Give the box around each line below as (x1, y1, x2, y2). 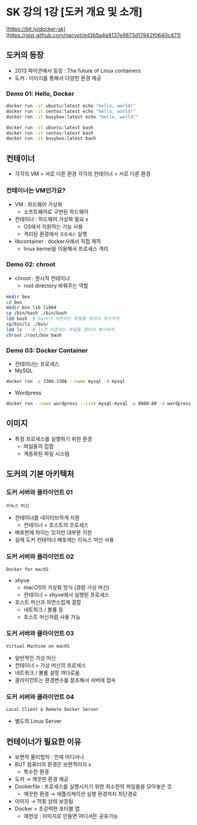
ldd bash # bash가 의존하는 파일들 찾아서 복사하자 (6, 316, 120, 322)
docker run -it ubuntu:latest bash (6, 125, 94, 131)
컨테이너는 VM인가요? (6, 187, 66, 195)
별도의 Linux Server (14, 717, 62, 725)
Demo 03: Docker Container (6, 346, 88, 355)
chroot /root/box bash (6, 332, 62, 338)
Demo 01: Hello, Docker (6, 89, 75, 98)
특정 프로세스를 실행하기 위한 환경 (14, 435, 93, 442)
